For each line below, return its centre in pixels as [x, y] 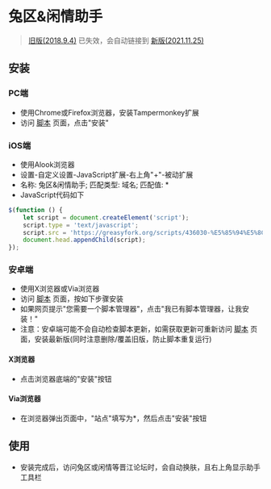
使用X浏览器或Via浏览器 [60, 289]
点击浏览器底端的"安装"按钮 [66, 378]
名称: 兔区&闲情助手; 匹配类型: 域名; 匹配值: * [94, 184]
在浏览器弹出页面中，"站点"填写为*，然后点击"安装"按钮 [113, 418]
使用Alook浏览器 [47, 164]
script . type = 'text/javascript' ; [81, 225]
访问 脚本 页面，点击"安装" [64, 123]
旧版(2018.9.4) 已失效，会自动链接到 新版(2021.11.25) [116, 40]
